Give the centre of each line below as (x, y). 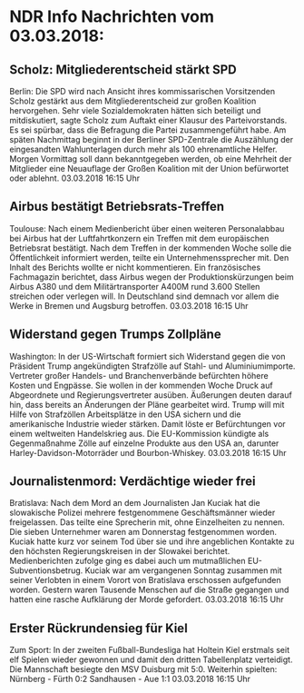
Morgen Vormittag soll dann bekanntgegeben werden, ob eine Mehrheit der (151, 159)
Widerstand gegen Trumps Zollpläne (115, 335)
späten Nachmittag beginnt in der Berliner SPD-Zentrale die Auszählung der (151, 139)
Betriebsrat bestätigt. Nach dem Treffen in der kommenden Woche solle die (151, 248)
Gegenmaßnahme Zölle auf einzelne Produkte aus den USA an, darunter (144, 443)
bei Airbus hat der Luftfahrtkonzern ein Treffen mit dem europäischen (139, 238)
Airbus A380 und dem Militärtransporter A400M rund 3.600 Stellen (135, 286)
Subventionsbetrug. (46, 570)
